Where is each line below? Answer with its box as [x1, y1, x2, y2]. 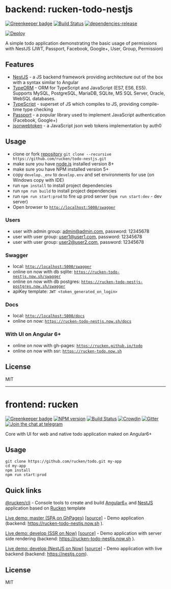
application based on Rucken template [5, 505, 85, 511]
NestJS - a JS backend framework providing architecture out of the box [12, 74, 163, 80]
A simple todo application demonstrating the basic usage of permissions [5, 40, 157, 46]
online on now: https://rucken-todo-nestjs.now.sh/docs [12, 318, 132, 324]
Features [5, 60, 34, 69]
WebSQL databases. [12, 95, 56, 101]
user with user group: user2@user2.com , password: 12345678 [12, 239, 144, 245]
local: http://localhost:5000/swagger [12, 263, 92, 269]
